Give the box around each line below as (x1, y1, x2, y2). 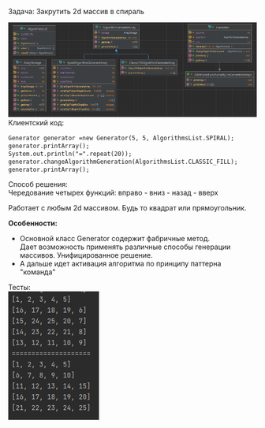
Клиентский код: (8, 117, 65, 127)
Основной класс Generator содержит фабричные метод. (19, 233, 211, 243)
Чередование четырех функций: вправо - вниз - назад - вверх (8, 188, 218, 197)
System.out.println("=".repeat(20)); (8, 150, 132, 158)
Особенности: (8, 218, 58, 228)
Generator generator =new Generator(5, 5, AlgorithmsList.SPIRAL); (8, 134, 235, 142)
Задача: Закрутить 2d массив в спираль (8, 7, 144, 16)
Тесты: (8, 282, 32, 292)
